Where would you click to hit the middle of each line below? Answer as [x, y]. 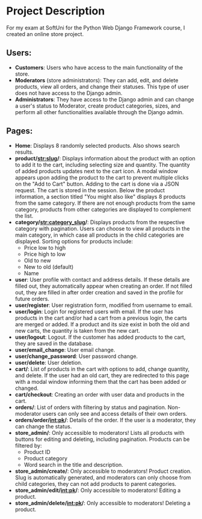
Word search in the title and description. [73, 464]
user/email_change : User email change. [65, 350]
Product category [46, 458]
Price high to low [45, 254]
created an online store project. [45, 34]
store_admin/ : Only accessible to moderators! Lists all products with [99, 432]
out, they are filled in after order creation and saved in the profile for [99, 292]
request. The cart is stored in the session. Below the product [90, 190]
